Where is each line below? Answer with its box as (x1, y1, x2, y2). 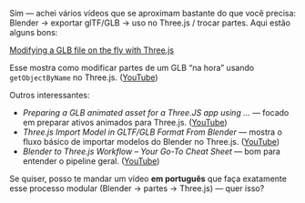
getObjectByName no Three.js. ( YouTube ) (9, 72, 158, 83)
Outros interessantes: (9, 90, 90, 100)
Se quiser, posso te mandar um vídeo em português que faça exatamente (9, 173, 287, 184)
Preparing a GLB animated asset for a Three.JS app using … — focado (22, 107, 290, 117)
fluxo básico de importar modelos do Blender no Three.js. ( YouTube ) (22, 137, 280, 147)
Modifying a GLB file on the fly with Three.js (9, 45, 175, 56)
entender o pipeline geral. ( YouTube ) (22, 156, 160, 167)
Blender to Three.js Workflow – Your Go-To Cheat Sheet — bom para (22, 146, 280, 157)
